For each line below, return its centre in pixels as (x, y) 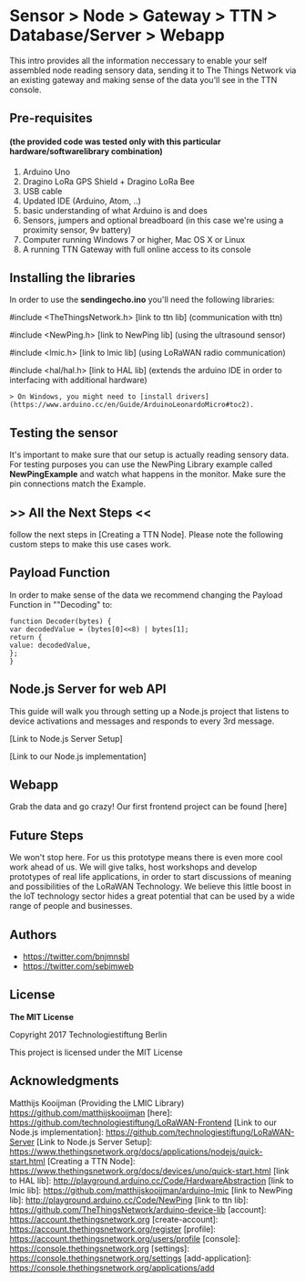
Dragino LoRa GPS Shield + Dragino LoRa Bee (109, 181)
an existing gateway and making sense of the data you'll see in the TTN (143, 79)
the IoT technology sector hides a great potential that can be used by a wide (152, 896)
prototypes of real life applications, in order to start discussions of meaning (151, 877)
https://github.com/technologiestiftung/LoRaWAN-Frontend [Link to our (143, 1122)
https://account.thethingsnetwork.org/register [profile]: (113, 1229)
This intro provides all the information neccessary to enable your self (138, 60)
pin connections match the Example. (78, 484)
